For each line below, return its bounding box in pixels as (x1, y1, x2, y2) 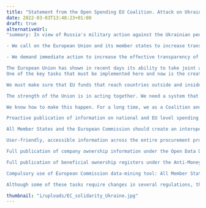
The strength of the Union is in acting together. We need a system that (6, 93, 199, 99)
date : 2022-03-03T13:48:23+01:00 (6, 15, 92, 21)
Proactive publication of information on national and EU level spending (6, 115, 199, 121)
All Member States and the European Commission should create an (6, 126, 177, 133)
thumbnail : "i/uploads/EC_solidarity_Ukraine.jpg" (6, 193, 139, 199)
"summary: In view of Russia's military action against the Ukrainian (6, 32, 191, 38)
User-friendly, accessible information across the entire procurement (6, 137, 191, 144)
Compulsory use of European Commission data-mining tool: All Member (6, 170, 188, 177)
